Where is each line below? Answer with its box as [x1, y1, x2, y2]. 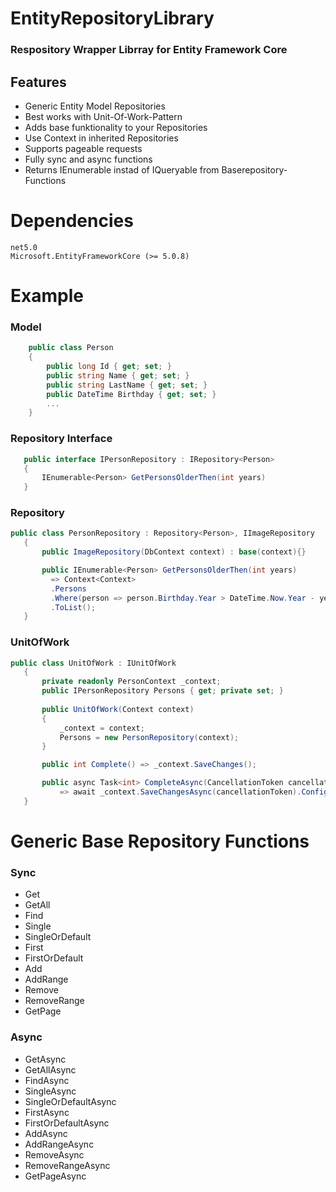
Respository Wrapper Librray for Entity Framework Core [10, 43, 288, 57]
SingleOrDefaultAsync [24, 1095, 117, 1107]
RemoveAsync [24, 1148, 85, 1161]
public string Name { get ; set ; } [46, 370, 190, 381]
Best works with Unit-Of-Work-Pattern [24, 110, 183, 122]
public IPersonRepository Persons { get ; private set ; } [41, 686, 284, 696]
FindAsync [24, 1074, 70, 1086]
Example [10, 285, 84, 307]
